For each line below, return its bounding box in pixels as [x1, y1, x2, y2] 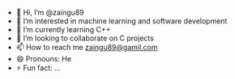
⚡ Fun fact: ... [15, 63, 61, 73]
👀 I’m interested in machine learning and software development [15, 16, 228, 26]
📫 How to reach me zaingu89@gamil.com [15, 43, 158, 52]
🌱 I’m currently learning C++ [15, 25, 111, 34]
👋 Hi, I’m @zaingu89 [15, 8, 84, 17]
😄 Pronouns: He [15, 54, 71, 64]
